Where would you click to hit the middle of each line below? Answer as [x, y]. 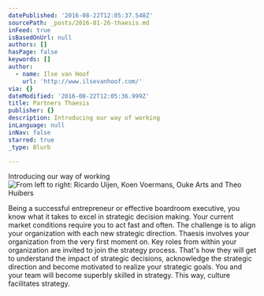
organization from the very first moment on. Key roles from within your [123, 242]
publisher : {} [32, 111]
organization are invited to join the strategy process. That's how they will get [132, 250]
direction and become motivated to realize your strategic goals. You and [125, 267]
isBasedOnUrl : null [40, 37]
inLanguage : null [37, 125]
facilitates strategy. [39, 283]
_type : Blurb [30, 147]
